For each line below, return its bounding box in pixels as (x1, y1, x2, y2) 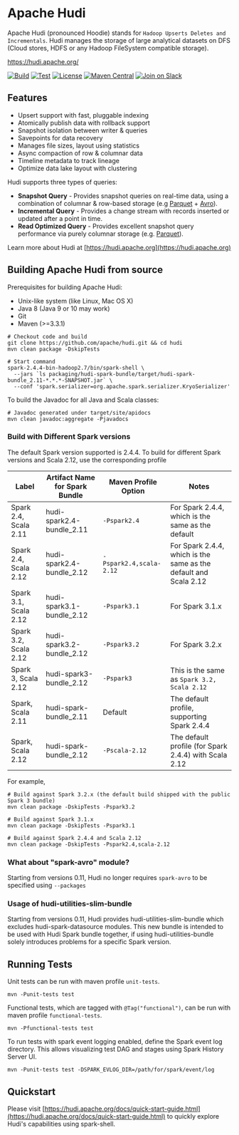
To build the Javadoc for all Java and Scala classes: (7, 395, 159, 404)
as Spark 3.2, (170, 674, 217, 684)
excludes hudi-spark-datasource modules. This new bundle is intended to (7, 923, 224, 931)
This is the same (170, 665, 225, 675)
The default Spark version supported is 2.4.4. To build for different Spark (7, 447, 221, 457)
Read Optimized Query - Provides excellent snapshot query (17, 222, 194, 230)
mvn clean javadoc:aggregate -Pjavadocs (7, 415, 129, 423)
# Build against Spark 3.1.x (7, 816, 94, 823)
